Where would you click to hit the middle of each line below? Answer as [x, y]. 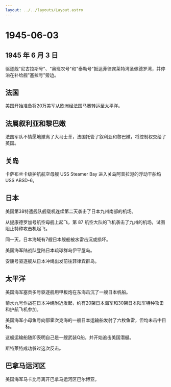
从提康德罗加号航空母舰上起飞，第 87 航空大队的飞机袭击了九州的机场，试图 [85, 222]
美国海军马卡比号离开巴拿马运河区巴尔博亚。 [52, 379]
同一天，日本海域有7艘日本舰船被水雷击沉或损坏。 [58, 239]
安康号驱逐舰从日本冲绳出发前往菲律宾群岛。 [52, 261]
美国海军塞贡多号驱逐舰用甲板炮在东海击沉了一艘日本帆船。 [68, 292]
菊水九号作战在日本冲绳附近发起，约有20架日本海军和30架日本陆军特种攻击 [85, 303]
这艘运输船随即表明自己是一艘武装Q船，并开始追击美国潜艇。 [70, 337]
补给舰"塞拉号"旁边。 [36, 75]
